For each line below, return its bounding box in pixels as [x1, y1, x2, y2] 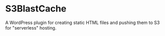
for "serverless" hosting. [5, 24, 57, 30]
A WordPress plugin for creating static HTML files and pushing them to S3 [5, 19, 160, 25]
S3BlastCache [5, 3, 67, 14]
